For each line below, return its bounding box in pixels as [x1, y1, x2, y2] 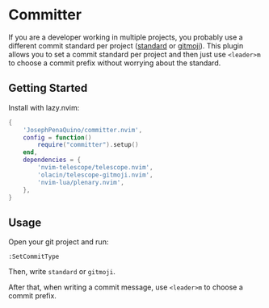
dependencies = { [23, 156, 82, 164]
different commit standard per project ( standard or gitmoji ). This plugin [8, 40, 244, 50]
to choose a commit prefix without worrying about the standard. [8, 58, 221, 68]
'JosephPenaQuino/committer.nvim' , [23, 126, 143, 134]
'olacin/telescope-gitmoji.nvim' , [37, 171, 153, 179]
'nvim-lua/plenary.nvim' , [37, 178, 125, 186]
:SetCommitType [8, 252, 60, 261]
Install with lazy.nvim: [8, 102, 80, 112]
